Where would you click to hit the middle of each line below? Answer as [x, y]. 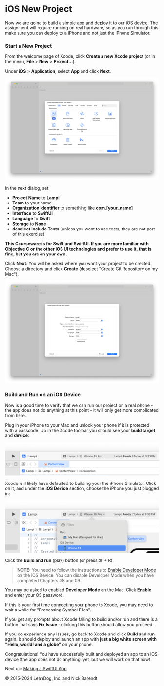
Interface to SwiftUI [32, 213]
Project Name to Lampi [36, 198]
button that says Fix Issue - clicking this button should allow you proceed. [79, 624]
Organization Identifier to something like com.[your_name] [72, 208]
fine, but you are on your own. [36, 254]
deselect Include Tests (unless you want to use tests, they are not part [83, 229]
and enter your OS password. [35, 595]
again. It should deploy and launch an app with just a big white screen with [81, 639]
